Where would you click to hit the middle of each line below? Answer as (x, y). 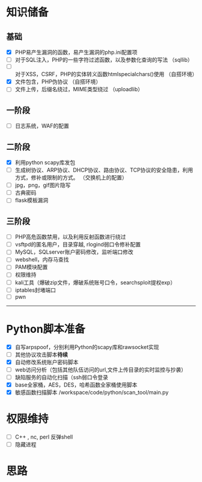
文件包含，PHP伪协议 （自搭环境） (58, 82)
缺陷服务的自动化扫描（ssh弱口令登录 (61, 377)
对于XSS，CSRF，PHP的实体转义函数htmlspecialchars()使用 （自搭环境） (106, 74)
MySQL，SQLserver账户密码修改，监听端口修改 (74, 252)
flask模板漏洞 (32, 201)
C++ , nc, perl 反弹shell (44, 437)
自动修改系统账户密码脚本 (47, 362)
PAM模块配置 (31, 267)
